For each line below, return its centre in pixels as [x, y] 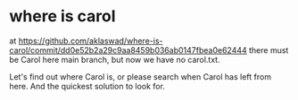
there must [269, 50]
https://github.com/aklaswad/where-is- [91, 41]
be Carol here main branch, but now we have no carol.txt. [115, 59]
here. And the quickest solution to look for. [87, 86]
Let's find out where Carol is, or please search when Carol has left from [141, 76]
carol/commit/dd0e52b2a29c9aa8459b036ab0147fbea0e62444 [128, 50]
